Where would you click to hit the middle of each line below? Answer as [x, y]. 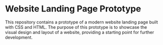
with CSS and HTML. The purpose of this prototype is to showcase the [76, 27]
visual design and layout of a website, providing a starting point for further [80, 32]
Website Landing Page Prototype [73, 9]
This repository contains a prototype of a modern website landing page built [81, 22]
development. [19, 37]
